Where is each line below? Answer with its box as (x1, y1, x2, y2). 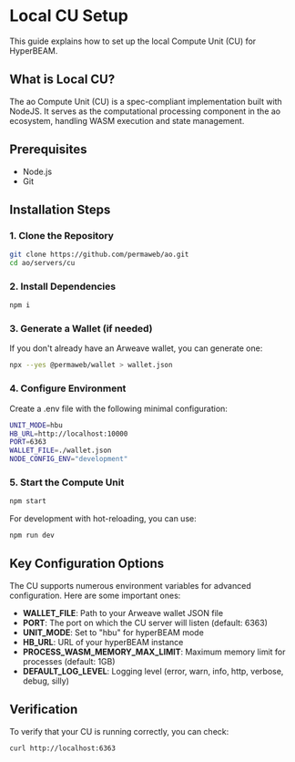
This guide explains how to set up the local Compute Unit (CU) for (9, 36, 257, 46)
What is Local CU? (9, 72, 116, 88)
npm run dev (9, 530, 55, 541)
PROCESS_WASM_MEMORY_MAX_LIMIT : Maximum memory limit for (22, 646, 286, 657)
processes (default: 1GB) (22, 655, 116, 666)
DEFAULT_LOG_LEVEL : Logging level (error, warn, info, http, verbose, (22, 665, 284, 676)
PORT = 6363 (9, 438, 47, 447)
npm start (9, 497, 47, 506)
